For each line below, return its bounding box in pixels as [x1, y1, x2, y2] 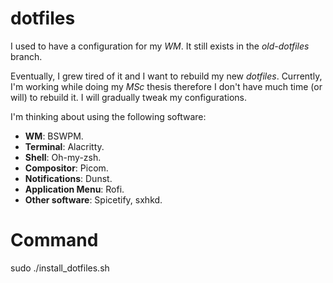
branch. [10, 50, 43, 62]
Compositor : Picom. [24, 162, 109, 174]
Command [10, 229, 99, 252]
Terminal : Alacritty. [24, 140, 105, 152]
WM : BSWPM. [24, 130, 84, 142]
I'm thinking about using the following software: [10, 110, 207, 122]
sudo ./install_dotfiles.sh [10, 262, 110, 274]
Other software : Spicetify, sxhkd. [24, 193, 163, 206]
